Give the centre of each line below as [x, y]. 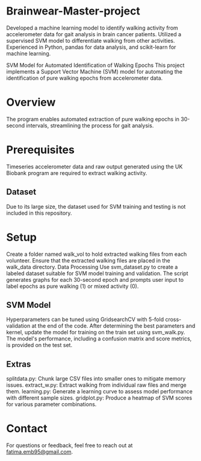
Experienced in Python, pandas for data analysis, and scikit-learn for [91, 47]
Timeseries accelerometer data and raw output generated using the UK [94, 167]
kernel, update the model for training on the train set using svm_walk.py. [96, 332]
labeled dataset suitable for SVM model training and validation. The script [97, 273]
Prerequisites [41, 150]
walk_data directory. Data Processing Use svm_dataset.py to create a [92, 267]
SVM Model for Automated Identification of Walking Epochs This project [95, 65]
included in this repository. [39, 213]
